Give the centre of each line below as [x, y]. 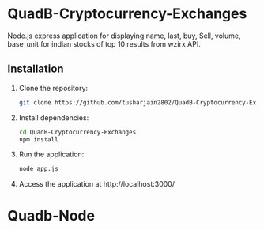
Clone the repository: [53, 88]
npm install [38, 139]
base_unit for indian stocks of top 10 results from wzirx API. [104, 43]
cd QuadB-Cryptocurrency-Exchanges [77, 132]
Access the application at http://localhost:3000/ [97, 184]
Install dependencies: [54, 117]
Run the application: [51, 154]
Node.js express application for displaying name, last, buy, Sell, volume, [124, 36]
